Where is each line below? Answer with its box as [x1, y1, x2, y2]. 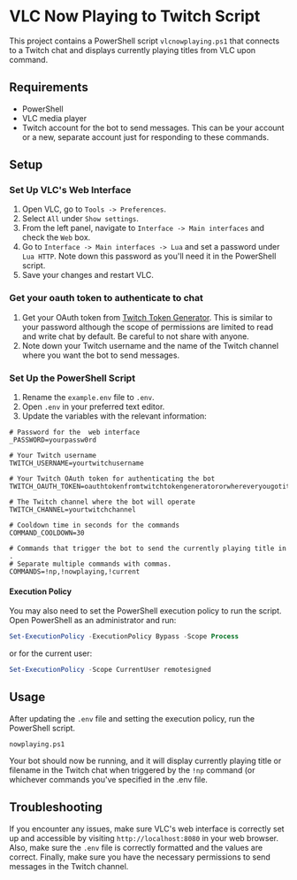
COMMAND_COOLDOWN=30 [9, 529, 86, 537]
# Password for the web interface [9, 428, 141, 437]
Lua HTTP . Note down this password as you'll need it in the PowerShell [21, 251, 277, 262]
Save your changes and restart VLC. [21, 270, 155, 281]
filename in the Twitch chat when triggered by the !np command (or [9, 764, 255, 776]
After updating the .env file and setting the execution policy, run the [9, 713, 255, 723]
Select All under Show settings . [21, 213, 140, 224]
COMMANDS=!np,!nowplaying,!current [9, 567, 141, 576]
